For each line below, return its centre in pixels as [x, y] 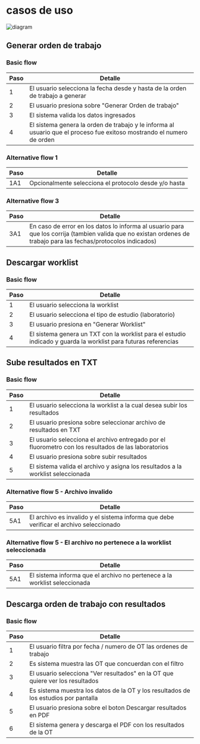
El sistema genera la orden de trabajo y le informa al [102, 125]
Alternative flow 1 [32, 158]
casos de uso [40, 10]
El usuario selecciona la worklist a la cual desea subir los [108, 405]
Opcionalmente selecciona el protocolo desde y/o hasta [107, 183]
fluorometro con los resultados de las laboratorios [99, 447]
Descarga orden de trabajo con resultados [86, 604]
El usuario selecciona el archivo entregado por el [97, 439]
